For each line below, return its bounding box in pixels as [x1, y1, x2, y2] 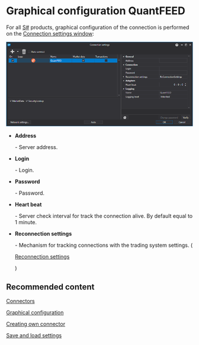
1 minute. [14, 219, 37, 226]
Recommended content [6, 282, 95, 292]
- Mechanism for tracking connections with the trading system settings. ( [14, 241, 193, 249]
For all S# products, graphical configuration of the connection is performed [6, 24, 190, 31]
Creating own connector [6, 321, 66, 328]
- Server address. [14, 144, 58, 151]
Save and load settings [6, 332, 62, 339]
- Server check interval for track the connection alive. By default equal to [14, 212, 193, 220]
